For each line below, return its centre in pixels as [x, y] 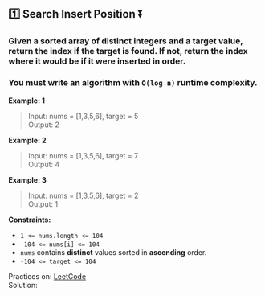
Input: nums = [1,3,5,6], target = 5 [83, 116]
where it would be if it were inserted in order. [97, 61]
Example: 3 [27, 179]
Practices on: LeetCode [47, 276]
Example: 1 [27, 101]
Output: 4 [44, 164]
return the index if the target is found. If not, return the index [128, 51]
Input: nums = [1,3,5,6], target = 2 [83, 195]
